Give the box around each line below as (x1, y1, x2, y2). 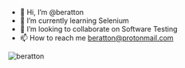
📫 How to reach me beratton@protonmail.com (19, 33, 174, 43)
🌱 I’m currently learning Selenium (19, 16, 129, 25)
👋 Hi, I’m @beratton (19, 8, 85, 17)
